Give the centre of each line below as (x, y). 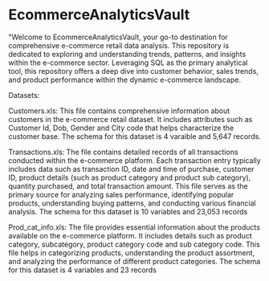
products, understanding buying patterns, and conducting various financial (132, 203)
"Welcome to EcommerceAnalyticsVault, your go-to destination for (118, 37)
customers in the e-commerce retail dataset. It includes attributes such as (130, 119)
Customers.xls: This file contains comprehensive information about (119, 111)
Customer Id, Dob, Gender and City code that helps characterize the (121, 128)
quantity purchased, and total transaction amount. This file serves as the (128, 185)
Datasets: (24, 95)
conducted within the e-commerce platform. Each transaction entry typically (134, 160)
